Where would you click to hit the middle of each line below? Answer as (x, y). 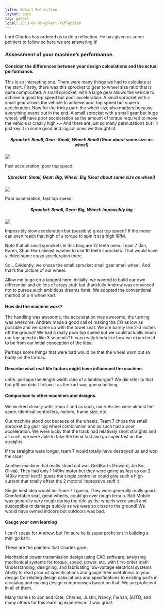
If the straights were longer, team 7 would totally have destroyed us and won (81, 451)
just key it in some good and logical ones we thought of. (61, 129)
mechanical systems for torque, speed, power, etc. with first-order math (77, 562)
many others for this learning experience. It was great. (59, 603)
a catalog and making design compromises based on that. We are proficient (81, 583)
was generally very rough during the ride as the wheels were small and (76, 501)
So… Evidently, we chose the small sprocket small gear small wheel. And (78, 265)
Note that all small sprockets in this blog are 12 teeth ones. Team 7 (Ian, (76, 246)
